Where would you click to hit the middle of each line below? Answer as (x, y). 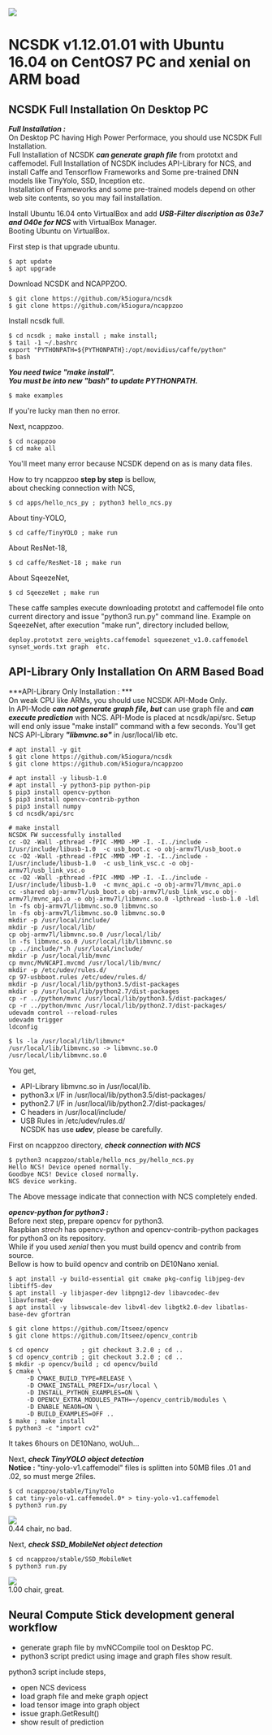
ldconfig (23, 1027)
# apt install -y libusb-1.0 (58, 778)
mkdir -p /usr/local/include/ (60, 920)
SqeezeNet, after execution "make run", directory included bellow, (119, 625)
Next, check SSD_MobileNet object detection (86, 1544)
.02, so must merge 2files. (52, 1476)
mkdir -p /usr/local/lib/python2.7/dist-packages (94, 991)
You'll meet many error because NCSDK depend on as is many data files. (131, 464)
